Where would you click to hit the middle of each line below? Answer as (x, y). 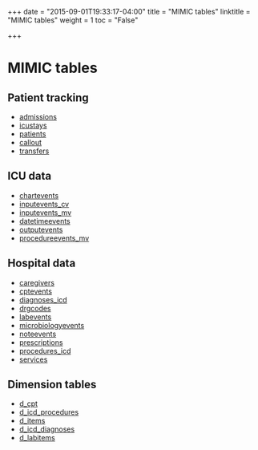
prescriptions (41, 342)
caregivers (37, 282)
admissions (38, 117)
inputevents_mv (45, 213)
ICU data (30, 176)
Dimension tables (52, 385)
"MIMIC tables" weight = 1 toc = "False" (73, 20)
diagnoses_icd (43, 299)
